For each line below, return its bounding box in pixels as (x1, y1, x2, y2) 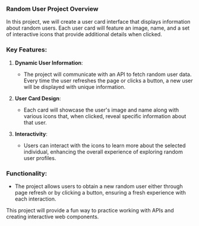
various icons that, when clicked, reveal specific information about (23, 112, 187, 120)
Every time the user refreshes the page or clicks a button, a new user (23, 77, 193, 84)
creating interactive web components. (6, 213, 99, 220)
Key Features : (6, 46, 48, 54)
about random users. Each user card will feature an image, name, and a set (6, 24, 190, 31)
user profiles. (23, 154, 56, 161)
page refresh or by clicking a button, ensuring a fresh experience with (14, 189, 186, 196)
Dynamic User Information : (14, 59, 83, 66)
